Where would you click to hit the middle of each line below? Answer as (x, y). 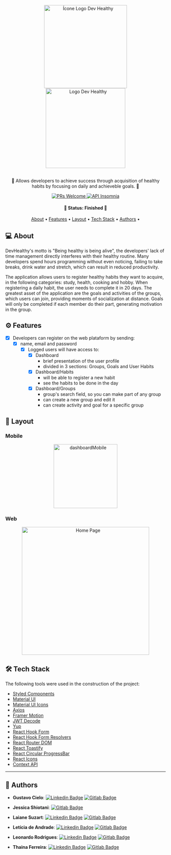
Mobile (14, 436)
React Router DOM (32, 742)
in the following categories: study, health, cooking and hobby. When (77, 282)
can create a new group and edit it (79, 400)
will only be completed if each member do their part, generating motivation (84, 304)
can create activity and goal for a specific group (93, 405)
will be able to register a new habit (79, 378)
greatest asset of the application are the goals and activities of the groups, (83, 294)
